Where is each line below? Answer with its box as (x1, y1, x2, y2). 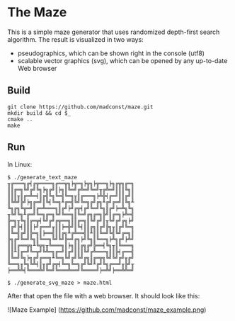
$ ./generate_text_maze (7, 174, 78, 181)
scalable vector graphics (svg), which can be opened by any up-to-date (17, 56, 228, 64)
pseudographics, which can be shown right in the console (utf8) (17, 49, 205, 57)
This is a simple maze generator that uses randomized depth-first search (7, 28, 220, 36)
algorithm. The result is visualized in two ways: (7, 35, 144, 43)
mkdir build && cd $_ (7, 109, 71, 117)
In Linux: (7, 160, 33, 169)
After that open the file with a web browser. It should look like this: (7, 291, 200, 300)
